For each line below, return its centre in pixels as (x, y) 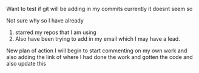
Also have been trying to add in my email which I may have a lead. (97, 39)
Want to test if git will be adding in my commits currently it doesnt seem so (99, 9)
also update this (26, 64)
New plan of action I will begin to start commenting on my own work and (97, 50)
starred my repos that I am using (56, 32)
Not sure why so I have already (45, 20)
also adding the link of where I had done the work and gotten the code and (99, 57)
